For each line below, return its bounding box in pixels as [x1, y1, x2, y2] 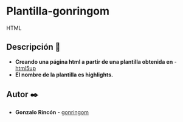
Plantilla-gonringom [6, 4, 110, 18]
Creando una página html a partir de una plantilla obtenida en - [15, 58, 178, 65]
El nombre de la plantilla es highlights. [15, 71, 114, 78]
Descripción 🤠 [6, 42, 61, 52]
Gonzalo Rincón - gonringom [15, 108, 89, 116]
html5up [15, 64, 36, 72]
